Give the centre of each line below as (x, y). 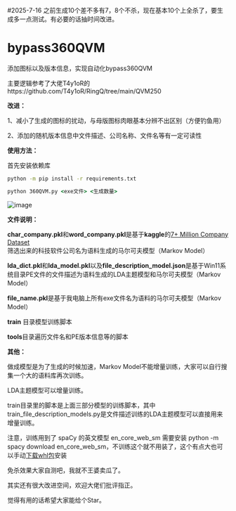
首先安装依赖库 (29, 165)
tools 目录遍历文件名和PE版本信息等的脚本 (68, 337)
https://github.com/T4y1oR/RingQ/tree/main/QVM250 (84, 91)
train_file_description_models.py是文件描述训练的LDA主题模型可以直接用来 (115, 414)
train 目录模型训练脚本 (40, 321)
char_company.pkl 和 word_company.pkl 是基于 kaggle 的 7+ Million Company (118, 234)
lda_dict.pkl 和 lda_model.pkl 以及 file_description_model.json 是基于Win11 (113, 265)
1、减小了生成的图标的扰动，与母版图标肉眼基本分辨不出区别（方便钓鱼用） (116, 120)
